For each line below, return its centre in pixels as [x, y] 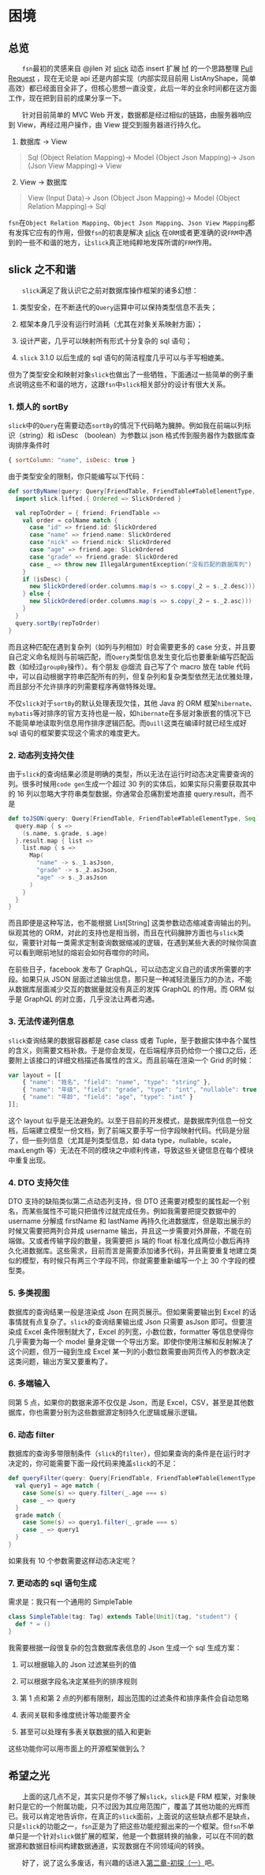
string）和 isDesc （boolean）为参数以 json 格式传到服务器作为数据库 [135, 435]
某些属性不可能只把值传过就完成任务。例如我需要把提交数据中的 [132, 1211]
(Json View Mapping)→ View [75, 166]
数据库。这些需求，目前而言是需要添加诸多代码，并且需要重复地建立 [139, 1251]
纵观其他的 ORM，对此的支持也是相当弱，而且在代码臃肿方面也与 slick [123, 933]
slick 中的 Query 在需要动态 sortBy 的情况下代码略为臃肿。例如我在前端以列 [126, 426]
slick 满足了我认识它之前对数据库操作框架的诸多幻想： [110, 290]
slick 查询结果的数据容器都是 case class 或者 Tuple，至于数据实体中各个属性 [132, 1040]
